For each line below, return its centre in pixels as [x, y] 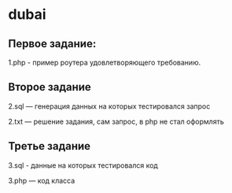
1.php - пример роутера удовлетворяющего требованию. [105, 62]
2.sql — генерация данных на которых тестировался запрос [109, 106]
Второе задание [50, 87]
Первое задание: [52, 44]
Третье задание [50, 146]
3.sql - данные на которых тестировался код [83, 165]
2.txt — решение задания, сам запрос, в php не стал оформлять [116, 121]
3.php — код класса [42, 180]
